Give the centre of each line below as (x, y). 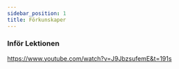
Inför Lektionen (34, 44)
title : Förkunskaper (37, 20)
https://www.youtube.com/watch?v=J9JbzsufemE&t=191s (89, 58)
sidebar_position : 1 (37, 13)
